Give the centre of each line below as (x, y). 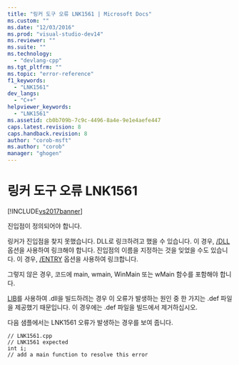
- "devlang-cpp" (38, 61)
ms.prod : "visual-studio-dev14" (55, 34)
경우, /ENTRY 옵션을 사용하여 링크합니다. (81, 259)
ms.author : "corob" (36, 147)
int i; (17, 348)
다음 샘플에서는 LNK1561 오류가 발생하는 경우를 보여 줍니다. (90, 322)
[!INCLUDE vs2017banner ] (45, 211)
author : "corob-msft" (40, 140)
